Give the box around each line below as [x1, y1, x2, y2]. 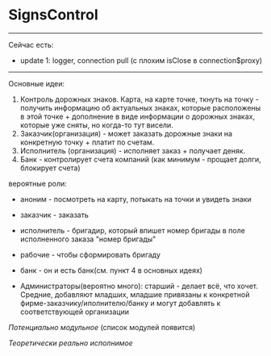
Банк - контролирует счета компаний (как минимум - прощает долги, [19, 154, 262, 164]
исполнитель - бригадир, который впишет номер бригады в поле [19, 225, 246, 235]
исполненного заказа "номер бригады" [19, 234, 156, 244]
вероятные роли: [8, 178, 67, 188]
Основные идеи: [8, 78, 65, 88]
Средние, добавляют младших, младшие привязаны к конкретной [19, 289, 250, 299]
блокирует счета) [19, 163, 81, 173]
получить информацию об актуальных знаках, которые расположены [19, 103, 261, 112]
